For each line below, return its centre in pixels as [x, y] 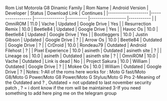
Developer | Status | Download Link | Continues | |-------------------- [77, 13]
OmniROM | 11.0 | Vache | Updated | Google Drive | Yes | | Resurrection [78, 24]
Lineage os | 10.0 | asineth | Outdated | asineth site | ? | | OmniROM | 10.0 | [82, 56]
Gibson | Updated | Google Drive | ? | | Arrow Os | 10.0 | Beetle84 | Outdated [84, 40]
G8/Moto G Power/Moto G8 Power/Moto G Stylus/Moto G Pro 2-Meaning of [83, 77]
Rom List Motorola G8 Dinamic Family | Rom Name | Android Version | [77, 8]
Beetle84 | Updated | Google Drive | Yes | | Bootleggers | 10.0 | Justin [77, 34]
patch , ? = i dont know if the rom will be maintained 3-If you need [73, 88]
